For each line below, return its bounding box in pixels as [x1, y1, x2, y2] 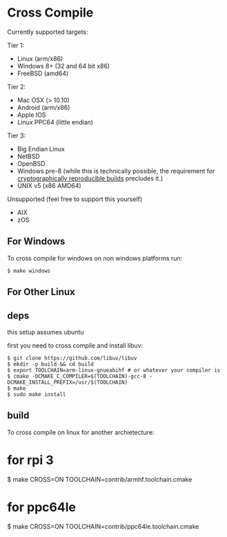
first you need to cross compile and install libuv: [7, 341, 144, 350]
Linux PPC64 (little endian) [17, 117, 94, 126]
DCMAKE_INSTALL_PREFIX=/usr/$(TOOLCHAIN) [7, 379, 128, 386]
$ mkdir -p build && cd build [7, 361, 95, 368]
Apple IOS [17, 111, 46, 119]
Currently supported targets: [7, 28, 88, 36]
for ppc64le [7, 499, 76, 515]
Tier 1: [7, 41, 25, 49]
